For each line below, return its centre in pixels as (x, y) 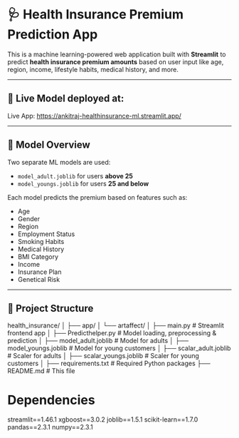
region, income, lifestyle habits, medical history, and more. (93, 69)
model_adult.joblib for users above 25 (75, 175)
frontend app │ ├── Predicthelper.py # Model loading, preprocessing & (112, 333)
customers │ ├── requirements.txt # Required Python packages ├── (109, 363)
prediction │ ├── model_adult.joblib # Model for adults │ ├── (98, 341)
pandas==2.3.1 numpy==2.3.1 (51, 427)
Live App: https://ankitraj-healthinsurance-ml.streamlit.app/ (94, 116)
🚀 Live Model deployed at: (66, 99)
